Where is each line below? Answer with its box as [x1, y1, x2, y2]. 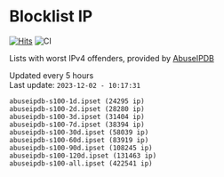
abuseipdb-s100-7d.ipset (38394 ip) [9, 120, 145, 129]
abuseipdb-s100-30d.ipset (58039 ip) [9, 127, 149, 137]
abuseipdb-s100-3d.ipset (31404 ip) [9, 112, 145, 121]
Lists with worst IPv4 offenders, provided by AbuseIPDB [9, 52, 215, 63]
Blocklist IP [9, 6, 93, 27]
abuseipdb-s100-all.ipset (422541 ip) [9, 158, 153, 168]
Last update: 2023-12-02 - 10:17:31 [9, 79, 140, 90]
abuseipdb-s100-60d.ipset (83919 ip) [9, 135, 149, 144]
